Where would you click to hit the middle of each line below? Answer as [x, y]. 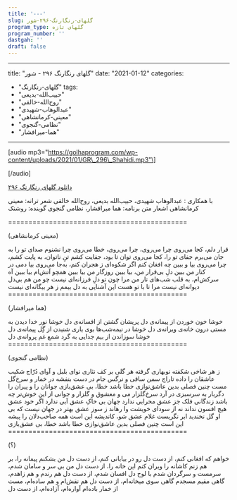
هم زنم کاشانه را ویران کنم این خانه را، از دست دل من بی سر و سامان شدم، [108, 466]
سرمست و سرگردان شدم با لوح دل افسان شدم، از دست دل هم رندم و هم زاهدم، [115, 474]
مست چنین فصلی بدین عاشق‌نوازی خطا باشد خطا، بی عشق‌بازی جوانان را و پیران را [117, 386]
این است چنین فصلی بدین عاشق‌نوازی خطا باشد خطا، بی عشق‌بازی [96, 423]
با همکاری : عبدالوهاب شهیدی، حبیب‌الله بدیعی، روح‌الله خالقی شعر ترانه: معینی [110, 201]
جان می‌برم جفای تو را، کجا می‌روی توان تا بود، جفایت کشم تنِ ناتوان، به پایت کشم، [116, 257]
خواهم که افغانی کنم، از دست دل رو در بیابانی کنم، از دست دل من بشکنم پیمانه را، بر [118, 458]
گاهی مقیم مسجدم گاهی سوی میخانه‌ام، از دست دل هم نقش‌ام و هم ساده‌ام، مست [116, 481]
